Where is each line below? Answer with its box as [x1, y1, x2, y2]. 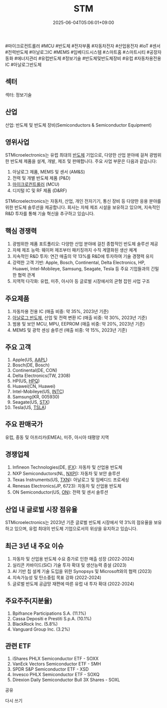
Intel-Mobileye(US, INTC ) [12, 388, 65, 394]
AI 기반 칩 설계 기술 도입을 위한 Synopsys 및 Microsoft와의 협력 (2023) [12, 568, 152, 574]
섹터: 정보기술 [5, 92, 32, 98]
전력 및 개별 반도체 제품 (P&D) [12, 175, 71, 181]
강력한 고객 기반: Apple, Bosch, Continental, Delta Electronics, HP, [12, 260, 146, 266]
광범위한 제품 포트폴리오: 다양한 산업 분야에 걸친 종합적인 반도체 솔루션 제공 [12, 241, 159, 247]
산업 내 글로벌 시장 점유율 [5, 505, 78, 514]
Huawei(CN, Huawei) [12, 383, 56, 389]
